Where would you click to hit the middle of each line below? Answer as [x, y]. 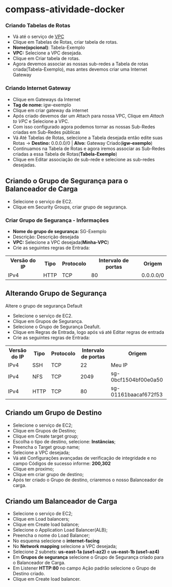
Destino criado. [29, 574]
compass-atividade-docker [65, 10]
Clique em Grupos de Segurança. [48, 321]
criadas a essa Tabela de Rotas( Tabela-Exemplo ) [65, 154]
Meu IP [119, 365]
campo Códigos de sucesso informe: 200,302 [62, 463]
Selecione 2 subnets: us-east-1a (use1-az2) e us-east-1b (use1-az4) [86, 552]
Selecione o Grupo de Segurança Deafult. [57, 327]
